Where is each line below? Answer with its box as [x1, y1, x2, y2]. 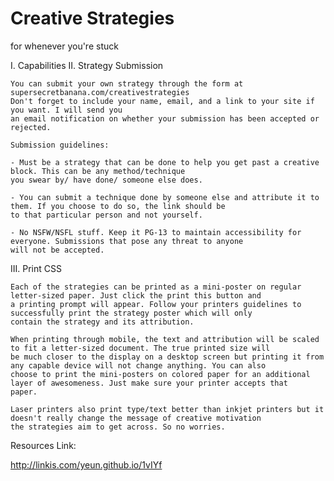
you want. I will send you [10, 105, 123, 115]
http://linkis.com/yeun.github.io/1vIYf [10, 458, 163, 471]
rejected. [10, 122, 52, 132]
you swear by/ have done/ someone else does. [10, 175, 203, 185]
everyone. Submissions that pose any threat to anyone [10, 236, 244, 246]
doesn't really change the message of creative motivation [10, 413, 262, 423]
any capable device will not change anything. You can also [10, 360, 267, 371]
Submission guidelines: [10, 140, 110, 150]
